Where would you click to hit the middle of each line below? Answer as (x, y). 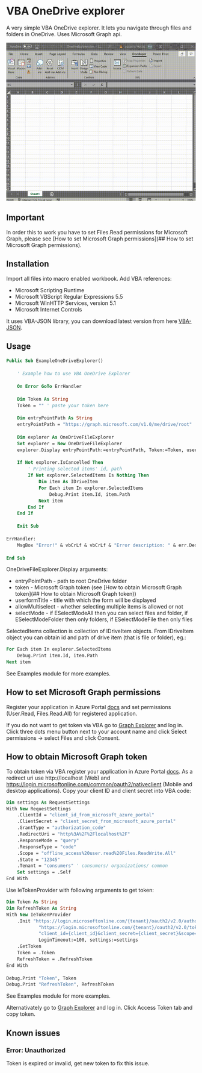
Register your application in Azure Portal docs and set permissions (89, 707)
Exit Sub (28, 526)
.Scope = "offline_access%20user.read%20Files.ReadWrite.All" (96, 853)
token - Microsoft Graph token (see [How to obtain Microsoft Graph (98, 587)
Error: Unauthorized (36, 1050)
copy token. (21, 1014)
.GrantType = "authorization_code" (62, 828)
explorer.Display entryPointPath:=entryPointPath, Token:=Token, (101, 450)
